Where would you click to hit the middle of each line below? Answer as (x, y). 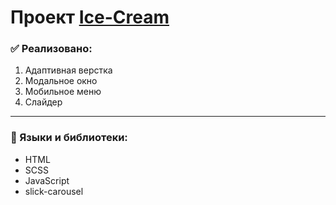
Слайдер (43, 102)
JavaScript (47, 180)
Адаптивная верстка (68, 70)
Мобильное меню (63, 92)
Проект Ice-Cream (90, 17)
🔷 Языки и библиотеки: (69, 138)
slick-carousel (54, 191)
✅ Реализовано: (51, 49)
